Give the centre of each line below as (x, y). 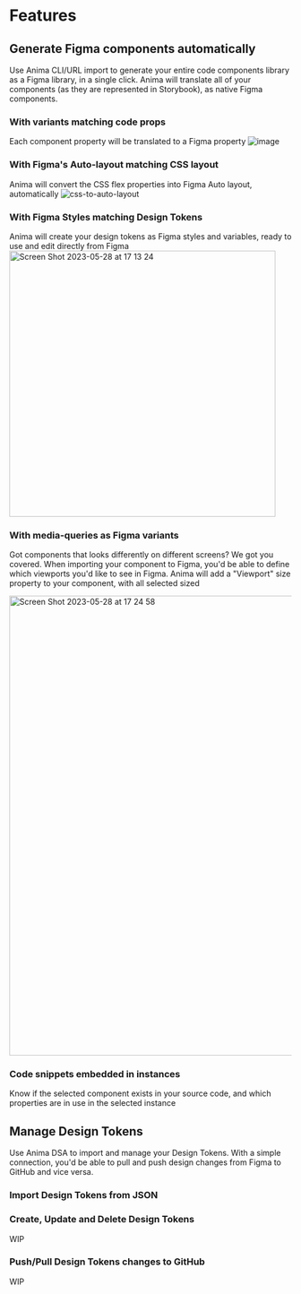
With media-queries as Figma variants (94, 535)
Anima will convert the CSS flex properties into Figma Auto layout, (131, 184)
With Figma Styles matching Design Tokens (106, 217)
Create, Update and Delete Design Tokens (102, 1220)
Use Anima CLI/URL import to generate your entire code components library (149, 70)
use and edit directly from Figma (69, 246)
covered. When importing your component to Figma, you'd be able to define (150, 565)
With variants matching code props (87, 122)
